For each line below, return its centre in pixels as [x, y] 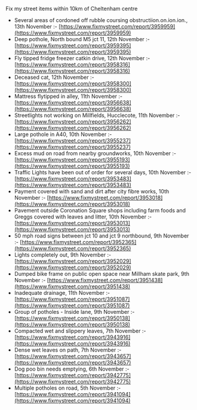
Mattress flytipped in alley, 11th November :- [68, 96]
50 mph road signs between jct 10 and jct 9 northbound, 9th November [101, 236]
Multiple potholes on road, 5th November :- [67, 388]
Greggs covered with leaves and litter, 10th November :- [83, 217]
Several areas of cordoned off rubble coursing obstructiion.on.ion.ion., [101, 20]
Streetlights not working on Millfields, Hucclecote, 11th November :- [97, 115]
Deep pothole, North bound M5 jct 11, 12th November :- [82, 39]
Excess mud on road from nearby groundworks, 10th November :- [95, 153]
